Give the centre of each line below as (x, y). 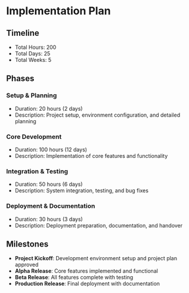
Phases (20, 79)
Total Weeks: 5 (33, 60)
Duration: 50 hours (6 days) (49, 184)
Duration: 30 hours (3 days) (49, 219)
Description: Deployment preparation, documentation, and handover (99, 225)
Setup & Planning (32, 95)
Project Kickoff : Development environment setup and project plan (96, 258)
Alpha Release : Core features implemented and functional (86, 271)
